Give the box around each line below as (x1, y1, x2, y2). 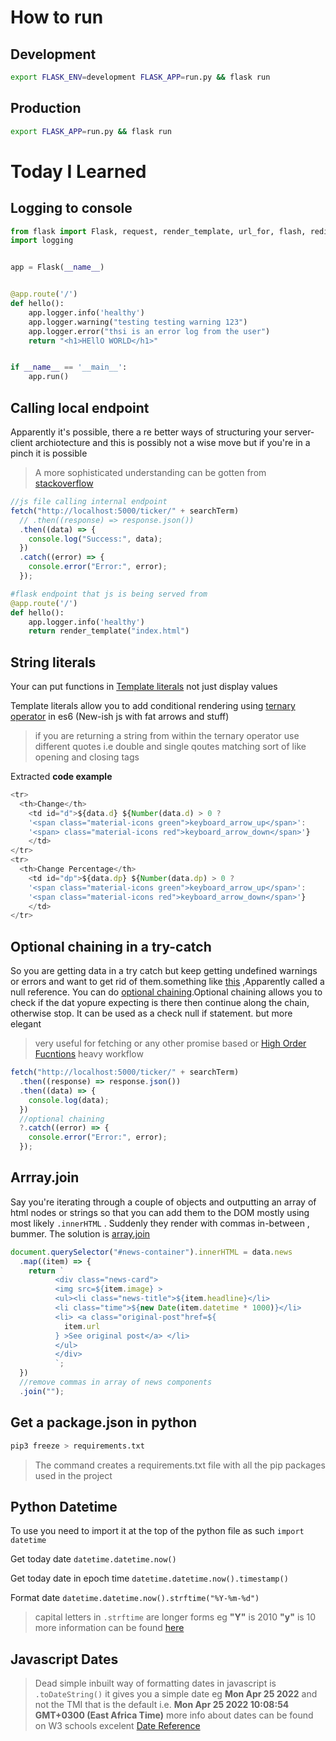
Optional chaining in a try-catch (10, 938, 212, 955)
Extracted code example (10, 771, 113, 783)
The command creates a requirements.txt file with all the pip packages (34, 1459, 326, 1471)
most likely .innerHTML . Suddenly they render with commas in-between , (10, 1217, 310, 1229)
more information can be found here (34, 1622, 185, 1634)
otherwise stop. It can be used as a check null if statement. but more (10, 1007, 293, 1020)
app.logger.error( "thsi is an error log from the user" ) (28, 326, 271, 336)
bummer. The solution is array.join (10, 1227, 151, 1240)
